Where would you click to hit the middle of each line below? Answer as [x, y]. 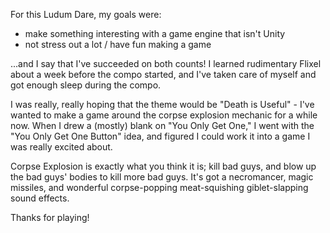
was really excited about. [61, 147]
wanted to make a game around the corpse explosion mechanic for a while [164, 115]
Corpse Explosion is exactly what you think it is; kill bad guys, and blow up [163, 166]
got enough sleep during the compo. [86, 85]
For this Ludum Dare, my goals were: [86, 14]
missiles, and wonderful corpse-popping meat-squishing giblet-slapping [159, 187]
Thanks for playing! [50, 217]
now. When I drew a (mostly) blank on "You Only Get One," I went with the [162, 125]
